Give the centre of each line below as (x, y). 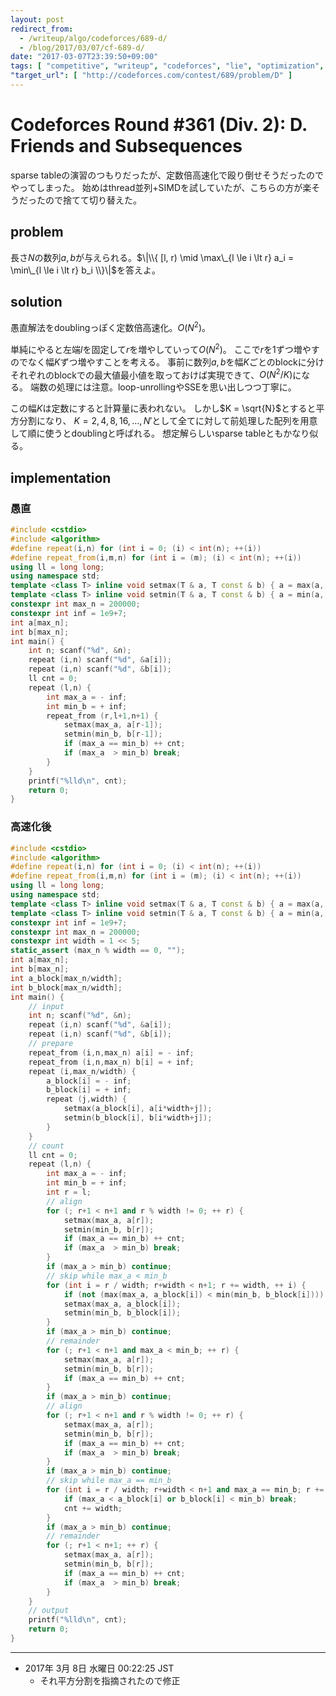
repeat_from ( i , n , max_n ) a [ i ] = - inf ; (111, 1052)
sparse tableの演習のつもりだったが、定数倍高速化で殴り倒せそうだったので (167, 175)
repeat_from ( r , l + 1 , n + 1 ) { (102, 716)
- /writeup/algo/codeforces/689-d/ (93, 38)
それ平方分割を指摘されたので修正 (110, 1680)
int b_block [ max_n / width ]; (66, 987)
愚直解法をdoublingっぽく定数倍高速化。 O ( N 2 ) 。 (111, 327)
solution (36, 302)
